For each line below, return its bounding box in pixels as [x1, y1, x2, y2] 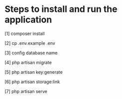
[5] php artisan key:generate [4, 69, 63, 75]
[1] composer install [4, 30, 45, 36]
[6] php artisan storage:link [4, 79, 60, 85]
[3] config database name [4, 50, 58, 56]
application [4, 14, 53, 25]
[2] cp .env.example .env [4, 40, 56, 46]
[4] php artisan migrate [4, 59, 52, 65]
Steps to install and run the [4, 3, 118, 15]
